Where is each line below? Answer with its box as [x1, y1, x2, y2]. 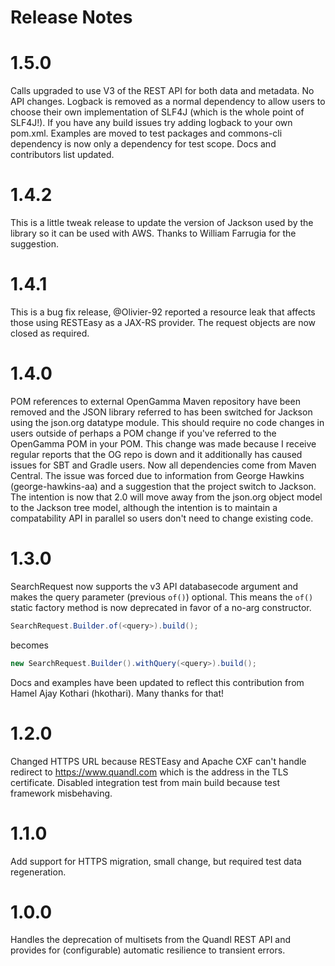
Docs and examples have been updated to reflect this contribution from [10, 676, 305, 688]
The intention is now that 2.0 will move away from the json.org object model [10, 491, 323, 503]
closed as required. [10, 327, 90, 339]
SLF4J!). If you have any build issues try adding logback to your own [10, 117, 293, 129]
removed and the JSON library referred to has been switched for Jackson [10, 406, 313, 418]
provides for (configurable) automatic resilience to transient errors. [10, 944, 286, 956]
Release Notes [10, 6, 133, 29]
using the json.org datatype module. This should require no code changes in [10, 416, 325, 428]
